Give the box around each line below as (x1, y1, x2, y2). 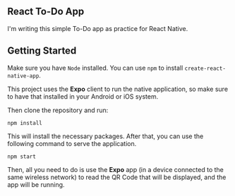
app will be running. (7, 180, 65, 189)
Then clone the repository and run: (7, 106, 109, 114)
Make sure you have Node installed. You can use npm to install (7, 63, 183, 72)
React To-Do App (7, 6, 85, 18)
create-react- (184, 65, 226, 72)
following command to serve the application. (7, 139, 137, 147)
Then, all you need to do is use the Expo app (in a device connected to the (7, 165, 224, 173)
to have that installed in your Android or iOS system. (7, 92, 159, 101)
